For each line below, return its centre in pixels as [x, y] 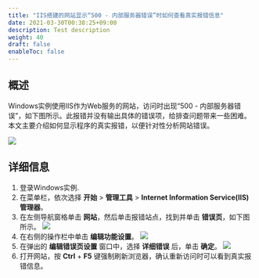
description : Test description [59, 30]
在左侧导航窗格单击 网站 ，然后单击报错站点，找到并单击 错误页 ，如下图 [135, 217]
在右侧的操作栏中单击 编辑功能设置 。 [79, 236]
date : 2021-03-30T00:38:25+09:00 [63, 23]
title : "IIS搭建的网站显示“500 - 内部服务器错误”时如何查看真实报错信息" [116, 15]
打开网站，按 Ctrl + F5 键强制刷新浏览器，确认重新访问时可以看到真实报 [135, 256]
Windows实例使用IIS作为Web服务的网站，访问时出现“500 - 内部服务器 [121, 106]
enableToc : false [36, 52]
